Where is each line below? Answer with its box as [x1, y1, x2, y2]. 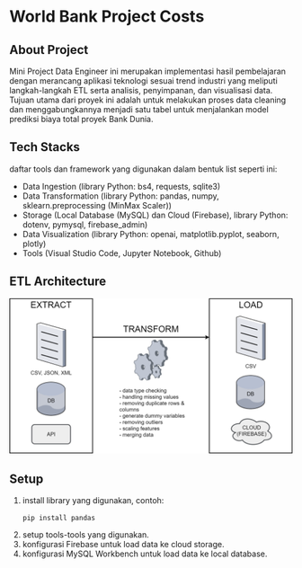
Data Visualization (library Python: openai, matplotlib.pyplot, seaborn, [22, 228, 280, 239]
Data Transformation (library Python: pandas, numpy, [22, 191, 220, 201]
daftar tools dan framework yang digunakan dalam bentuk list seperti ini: [9, 164, 278, 174]
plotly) [22, 238, 47, 249]
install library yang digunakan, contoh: [22, 495, 164, 506]
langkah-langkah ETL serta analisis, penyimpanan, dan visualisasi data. [9, 85, 273, 95]
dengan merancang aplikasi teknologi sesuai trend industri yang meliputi [9, 75, 279, 86]
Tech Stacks [9, 139, 81, 155]
